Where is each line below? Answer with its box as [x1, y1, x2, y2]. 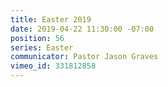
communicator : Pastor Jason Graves [10, 52, 159, 62]
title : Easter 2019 [10, 14, 92, 25]
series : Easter [10, 42, 74, 53]
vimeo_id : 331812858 [10, 61, 97, 71]
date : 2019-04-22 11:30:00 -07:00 [10, 24, 155, 34]
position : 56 [10, 33, 65, 43]
